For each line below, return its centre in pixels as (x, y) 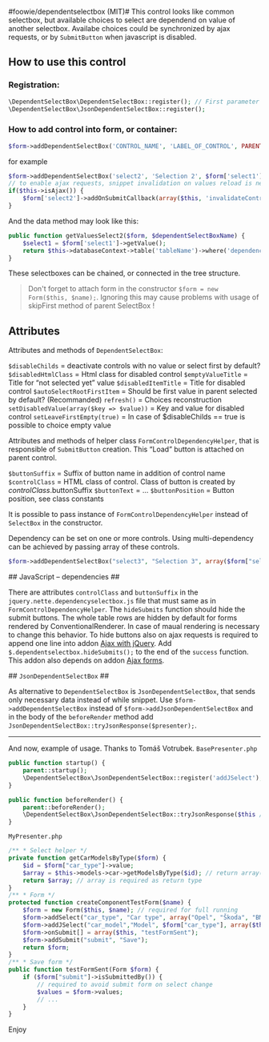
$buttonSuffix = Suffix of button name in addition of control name (117, 473)
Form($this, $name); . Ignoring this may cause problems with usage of (143, 297)
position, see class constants (56, 499)
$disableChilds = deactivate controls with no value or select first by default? (134, 366)
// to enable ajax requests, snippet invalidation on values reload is (130, 183)
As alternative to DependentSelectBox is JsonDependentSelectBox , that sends (132, 691)
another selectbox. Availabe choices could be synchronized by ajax (119, 28)
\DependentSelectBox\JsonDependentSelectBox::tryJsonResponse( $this (139, 815)
